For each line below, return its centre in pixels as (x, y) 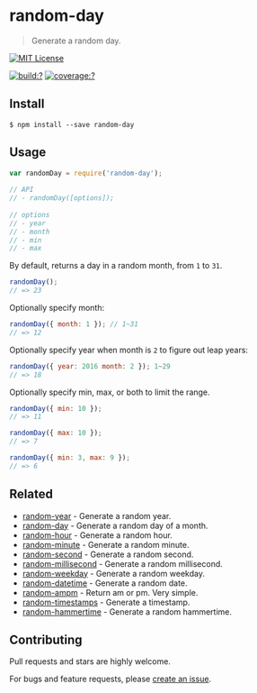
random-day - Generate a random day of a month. (115, 525)
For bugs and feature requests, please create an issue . (111, 679)
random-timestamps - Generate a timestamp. (106, 602)
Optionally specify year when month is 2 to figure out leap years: (129, 350)
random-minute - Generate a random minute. (106, 544)
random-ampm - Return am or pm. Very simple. (110, 592)
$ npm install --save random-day (72, 124)
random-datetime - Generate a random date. (105, 583)
